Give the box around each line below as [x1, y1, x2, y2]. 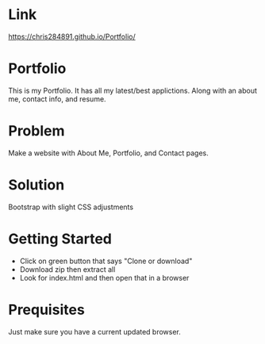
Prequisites [8, 300, 85, 319]
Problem [8, 122, 65, 140]
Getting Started [8, 230, 113, 247]
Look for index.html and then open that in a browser [19, 273, 190, 282]
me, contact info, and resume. [8, 94, 106, 104]
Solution [8, 176, 65, 193]
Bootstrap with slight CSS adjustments [8, 202, 133, 212]
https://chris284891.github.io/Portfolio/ [8, 32, 136, 41]
